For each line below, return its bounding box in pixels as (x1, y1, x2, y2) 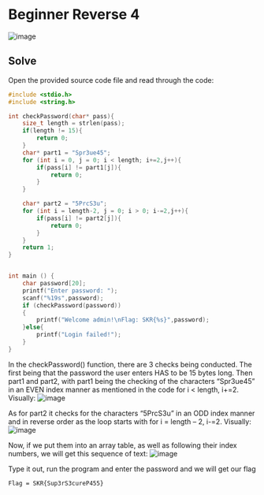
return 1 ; (22, 244, 55, 251)
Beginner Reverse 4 (8, 6, 140, 24)
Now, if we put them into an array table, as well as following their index (8, 440, 238, 450)
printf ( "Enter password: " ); (22, 286, 118, 295)
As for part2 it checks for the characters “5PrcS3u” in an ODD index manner (8, 408, 255, 418)
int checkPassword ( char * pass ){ (8, 112, 114, 120)
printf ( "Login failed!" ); (36, 331, 122, 339)
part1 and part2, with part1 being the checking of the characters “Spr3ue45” (8, 376, 255, 385)
